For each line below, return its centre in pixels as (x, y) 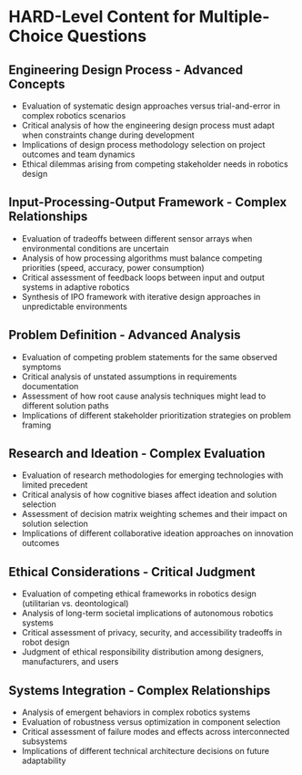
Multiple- (234, 17)
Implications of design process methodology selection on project (143, 145)
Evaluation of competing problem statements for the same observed (150, 356)
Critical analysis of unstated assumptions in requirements (129, 377)
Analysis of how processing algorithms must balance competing (142, 258)
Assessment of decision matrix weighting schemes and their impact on (155, 514)
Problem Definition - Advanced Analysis (125, 335)
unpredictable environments (75, 306)
